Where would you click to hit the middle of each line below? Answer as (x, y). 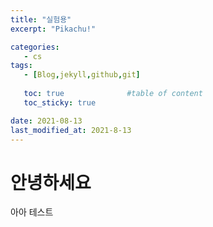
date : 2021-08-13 (46, 121)
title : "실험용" (41, 19)
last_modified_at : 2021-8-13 (71, 130)
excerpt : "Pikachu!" (53, 29)
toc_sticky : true (60, 102)
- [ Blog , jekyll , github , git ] (82, 75)
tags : (21, 66)
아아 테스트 (32, 212)
